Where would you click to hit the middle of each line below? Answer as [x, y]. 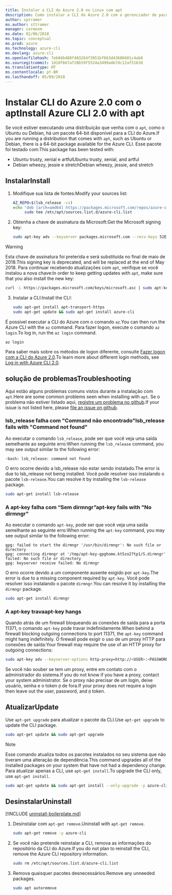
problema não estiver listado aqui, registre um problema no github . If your [82, 402]
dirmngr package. [24, 589]
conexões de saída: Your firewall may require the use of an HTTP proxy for [83, 645]
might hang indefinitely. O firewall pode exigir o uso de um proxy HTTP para [85, 639]
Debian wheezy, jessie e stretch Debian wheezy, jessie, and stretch [83, 164]
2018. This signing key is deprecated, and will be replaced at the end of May [85, 262]
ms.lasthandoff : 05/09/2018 [35, 77]
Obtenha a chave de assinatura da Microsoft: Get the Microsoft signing [87, 222]
